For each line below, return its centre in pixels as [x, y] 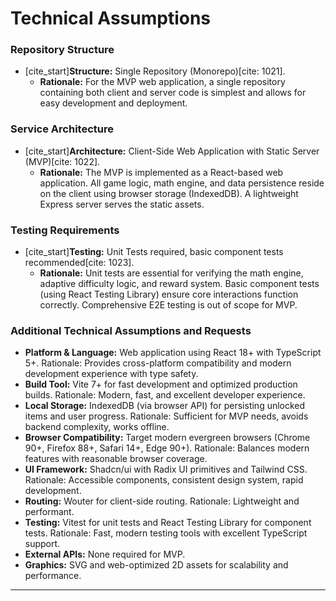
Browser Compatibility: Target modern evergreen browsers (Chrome [167, 438]
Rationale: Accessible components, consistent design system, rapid [164, 480]
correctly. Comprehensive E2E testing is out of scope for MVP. [168, 305]
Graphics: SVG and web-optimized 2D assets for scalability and [156, 565]
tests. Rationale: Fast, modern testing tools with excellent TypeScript [166, 533]
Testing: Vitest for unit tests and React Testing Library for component [168, 523]
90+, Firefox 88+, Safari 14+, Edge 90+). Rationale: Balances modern [167, 448]
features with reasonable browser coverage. [116, 459]
